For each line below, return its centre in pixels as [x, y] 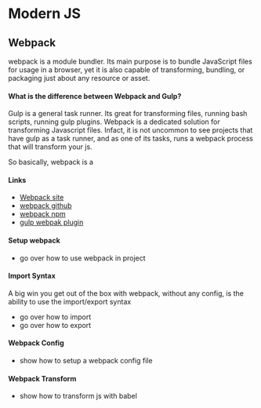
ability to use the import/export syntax [70, 301]
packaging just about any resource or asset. [79, 78]
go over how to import [55, 317]
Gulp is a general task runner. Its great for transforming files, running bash [128, 114]
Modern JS [44, 14]
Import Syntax [32, 276]
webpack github [45, 206]
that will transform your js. [50, 147]
